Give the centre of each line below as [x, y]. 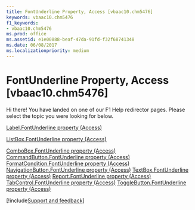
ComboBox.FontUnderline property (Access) [61, 151]
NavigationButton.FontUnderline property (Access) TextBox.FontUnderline [97, 170]
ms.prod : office [26, 34]
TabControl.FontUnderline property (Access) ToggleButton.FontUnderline [96, 182]
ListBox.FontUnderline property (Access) [56, 139]
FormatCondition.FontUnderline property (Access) [68, 163]
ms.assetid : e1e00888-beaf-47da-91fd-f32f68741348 [70, 39]
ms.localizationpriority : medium [48, 51]
